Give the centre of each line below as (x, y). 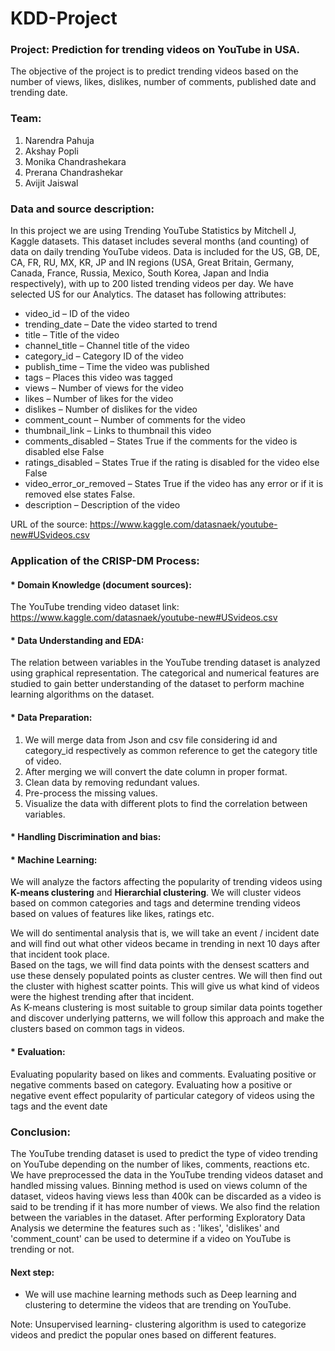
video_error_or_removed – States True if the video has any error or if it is (174, 484)
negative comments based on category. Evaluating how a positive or (151, 1084)
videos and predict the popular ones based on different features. (143, 1335)
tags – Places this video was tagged (98, 378)
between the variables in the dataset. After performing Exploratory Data (158, 1217)
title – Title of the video (72, 335)
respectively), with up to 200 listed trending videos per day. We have (152, 284)
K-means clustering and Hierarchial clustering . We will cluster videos (156, 893)
